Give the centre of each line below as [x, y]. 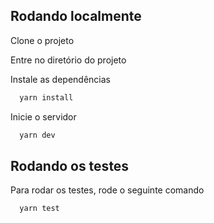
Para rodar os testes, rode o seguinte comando [107, 190]
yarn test [39, 209]
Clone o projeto [42, 40]
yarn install [46, 97]
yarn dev [37, 135]
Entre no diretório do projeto [68, 60]
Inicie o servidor [43, 116]
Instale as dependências [60, 79]
